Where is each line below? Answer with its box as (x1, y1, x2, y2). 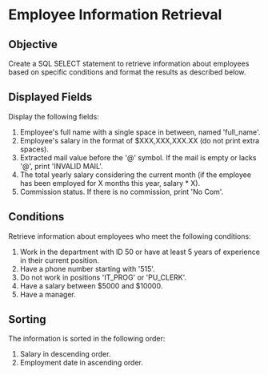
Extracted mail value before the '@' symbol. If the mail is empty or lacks (19, 152, 257, 162)
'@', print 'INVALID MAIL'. (19, 161, 104, 171)
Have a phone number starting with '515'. (19, 264, 156, 273)
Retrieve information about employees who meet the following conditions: (8, 231, 251, 241)
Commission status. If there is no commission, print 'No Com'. (19, 187, 224, 196)
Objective (8, 38, 58, 51)
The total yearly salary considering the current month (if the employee (19, 170, 252, 179)
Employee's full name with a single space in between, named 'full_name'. (19, 127, 261, 137)
